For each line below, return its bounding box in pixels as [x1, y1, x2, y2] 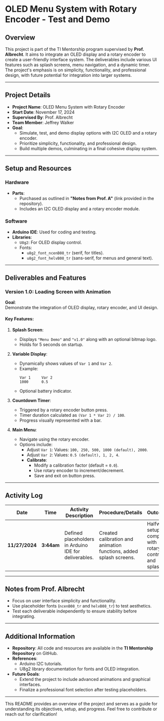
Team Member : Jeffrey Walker [12, 119, 74, 125]
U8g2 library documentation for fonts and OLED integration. [19, 666, 140, 672]
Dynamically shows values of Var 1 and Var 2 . [19, 360, 113, 366]
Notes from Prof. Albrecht [5, 585, 85, 593]
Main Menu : [12, 427, 37, 432]
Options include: [19, 441, 53, 447]
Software [5, 218, 28, 225]
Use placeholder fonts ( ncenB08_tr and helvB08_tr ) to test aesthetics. [12, 603, 152, 609]
